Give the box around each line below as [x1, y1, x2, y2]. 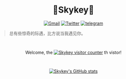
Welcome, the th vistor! [25, 49, 122, 55]
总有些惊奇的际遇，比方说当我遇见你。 [9, 30, 85, 36]
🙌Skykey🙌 [52, 4, 95, 16]
